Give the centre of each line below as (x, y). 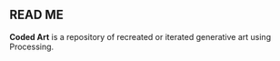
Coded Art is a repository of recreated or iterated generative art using (140, 36)
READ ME (36, 15)
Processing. (32, 46)
